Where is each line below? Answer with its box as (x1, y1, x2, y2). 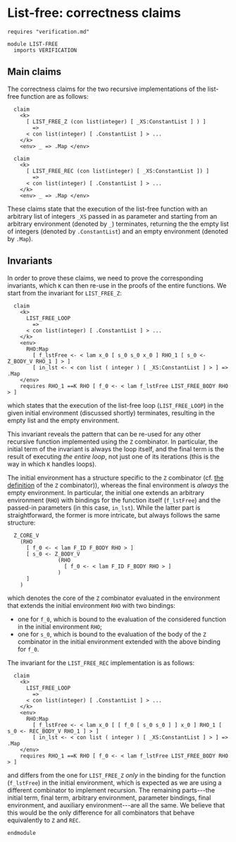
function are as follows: (20, 92, 89, 100)
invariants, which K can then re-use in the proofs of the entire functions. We (7, 281, 227, 290)
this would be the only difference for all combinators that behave (7, 808, 195, 817)
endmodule (7, 829, 37, 836)
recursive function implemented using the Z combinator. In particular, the (7, 437, 218, 446)
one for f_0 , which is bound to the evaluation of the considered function (17, 615, 227, 623)
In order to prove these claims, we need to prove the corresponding (7, 274, 204, 282)
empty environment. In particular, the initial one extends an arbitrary (7, 488, 204, 496)
